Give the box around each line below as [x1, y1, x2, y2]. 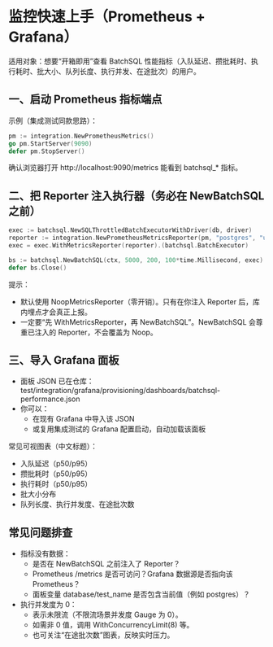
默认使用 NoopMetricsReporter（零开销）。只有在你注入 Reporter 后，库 [19, 296, 260, 306]
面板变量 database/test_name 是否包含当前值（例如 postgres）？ [32, 589, 250, 599]
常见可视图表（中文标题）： [8, 441, 97, 452]
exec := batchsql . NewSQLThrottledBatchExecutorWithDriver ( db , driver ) [8, 226, 253, 234]
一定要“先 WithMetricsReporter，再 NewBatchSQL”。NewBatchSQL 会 [19, 317, 256, 326]
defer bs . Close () [8, 264, 67, 272]
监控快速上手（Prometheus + [8, 7, 206, 26]
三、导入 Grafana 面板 [8, 353, 119, 367]
